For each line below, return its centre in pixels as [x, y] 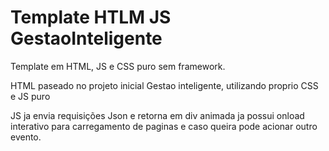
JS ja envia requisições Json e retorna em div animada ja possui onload [157, 115]
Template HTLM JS [91, 17]
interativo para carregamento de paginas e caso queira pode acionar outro [164, 126]
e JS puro [30, 96]
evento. [26, 137]
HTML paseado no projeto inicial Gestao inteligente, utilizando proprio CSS [164, 85]
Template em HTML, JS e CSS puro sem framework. [118, 66]
